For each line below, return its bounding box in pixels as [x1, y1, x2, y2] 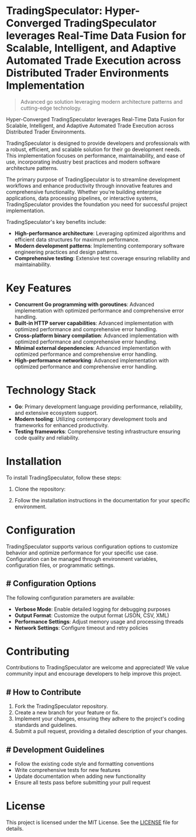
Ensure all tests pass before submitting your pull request [14, 779, 151, 786]
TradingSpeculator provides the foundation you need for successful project [6, 200, 188, 207]
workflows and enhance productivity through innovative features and [6, 182, 173, 189]
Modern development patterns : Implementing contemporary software [14, 242, 185, 249]
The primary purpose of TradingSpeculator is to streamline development [6, 176, 180, 183]
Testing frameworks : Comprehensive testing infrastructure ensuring [14, 428, 181, 435]
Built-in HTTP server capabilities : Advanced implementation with [14, 319, 174, 326]
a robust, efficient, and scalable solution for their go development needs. [6, 145, 181, 153]
